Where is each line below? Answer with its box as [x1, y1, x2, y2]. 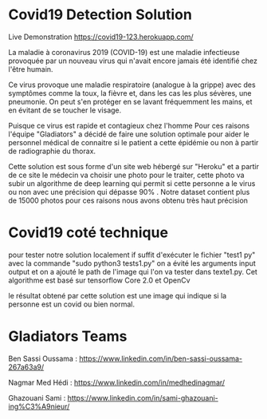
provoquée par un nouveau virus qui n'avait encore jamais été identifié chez [8, 56, 257, 65]
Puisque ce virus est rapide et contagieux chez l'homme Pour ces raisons [8, 121, 249, 130]
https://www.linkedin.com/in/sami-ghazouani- [67, 393, 219, 402]
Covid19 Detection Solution [8, 6, 193, 24]
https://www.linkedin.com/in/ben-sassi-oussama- [79, 354, 243, 363]
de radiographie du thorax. [8, 146, 96, 156]
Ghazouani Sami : [8, 393, 66, 402]
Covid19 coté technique [8, 223, 169, 242]
